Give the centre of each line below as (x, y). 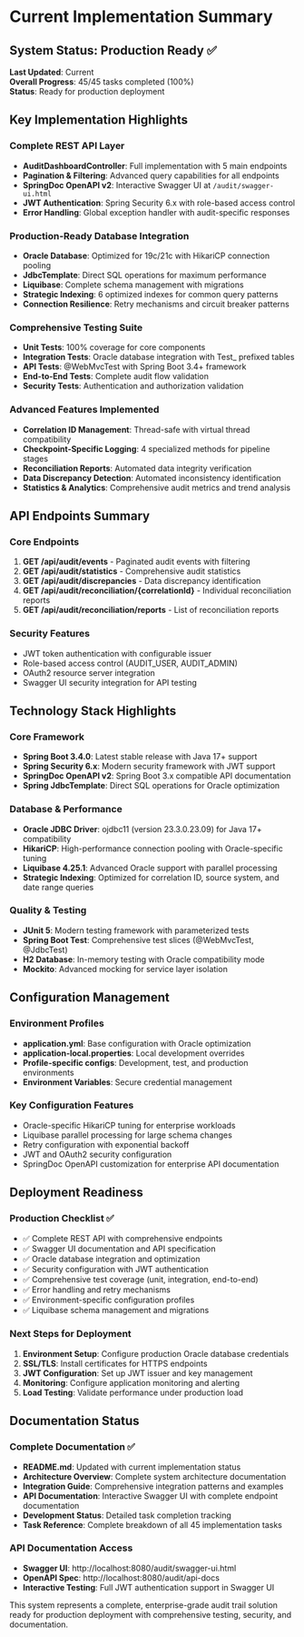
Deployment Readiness (76, 1193)
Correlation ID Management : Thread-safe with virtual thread (136, 429)
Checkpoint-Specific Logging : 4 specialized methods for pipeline (146, 448)
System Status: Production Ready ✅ (113, 50)
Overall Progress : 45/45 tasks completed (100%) (102, 82)
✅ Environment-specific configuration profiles (108, 1300)
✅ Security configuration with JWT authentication (115, 1269)
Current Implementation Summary (142, 17)
